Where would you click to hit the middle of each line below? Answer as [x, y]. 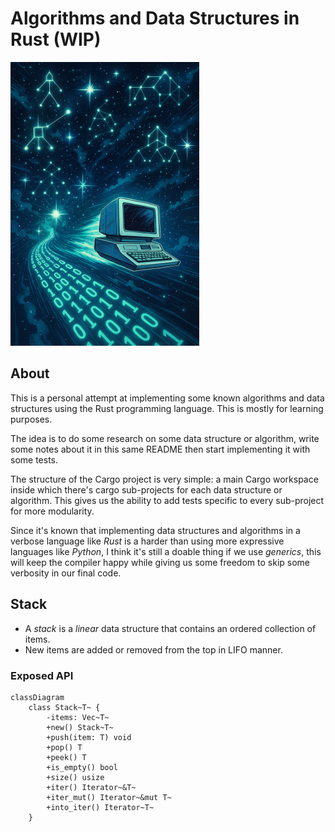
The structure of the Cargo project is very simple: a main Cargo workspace [164, 479]
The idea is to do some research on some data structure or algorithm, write [165, 438]
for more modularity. [52, 511]
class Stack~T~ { [64, 707]
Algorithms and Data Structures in [155, 18]
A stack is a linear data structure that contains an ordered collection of [170, 628]
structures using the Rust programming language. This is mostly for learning [167, 408]
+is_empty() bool [82, 767]
